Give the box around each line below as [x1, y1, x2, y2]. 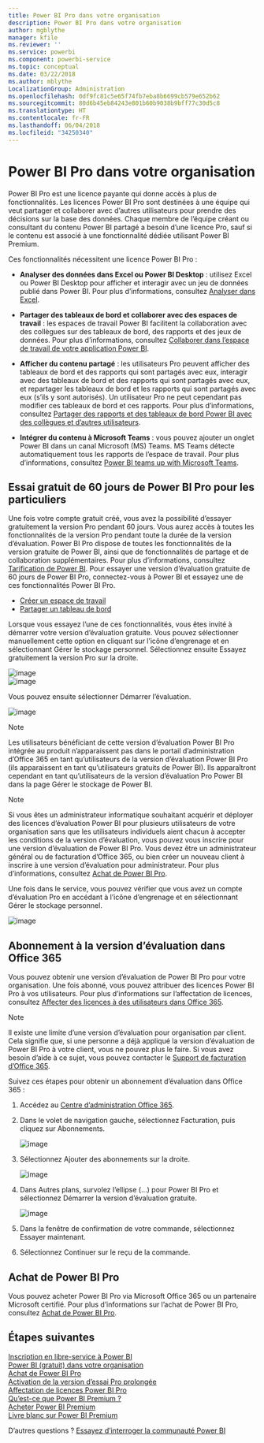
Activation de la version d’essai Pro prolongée [8, 1377, 157, 1386]
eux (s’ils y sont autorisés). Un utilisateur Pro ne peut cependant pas [19, 392, 242, 402]
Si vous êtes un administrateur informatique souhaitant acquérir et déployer [8, 810, 254, 820]
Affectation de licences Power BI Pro [8, 1385, 128, 1395]
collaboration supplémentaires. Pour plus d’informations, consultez [8, 556, 226, 565]
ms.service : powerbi [8, 48, 76, 56]
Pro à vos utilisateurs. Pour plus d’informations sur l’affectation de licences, [8, 989, 253, 999]
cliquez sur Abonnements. [19, 1124, 105, 1133]
